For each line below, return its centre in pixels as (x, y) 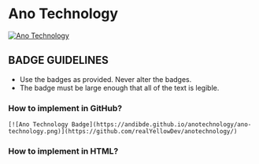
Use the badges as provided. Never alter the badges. (105, 79)
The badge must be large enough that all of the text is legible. (119, 88)
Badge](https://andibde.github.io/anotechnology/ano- (161, 125)
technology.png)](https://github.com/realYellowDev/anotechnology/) (123, 132)
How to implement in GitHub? (65, 108)
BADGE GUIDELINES (58, 60)
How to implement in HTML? (63, 151)
